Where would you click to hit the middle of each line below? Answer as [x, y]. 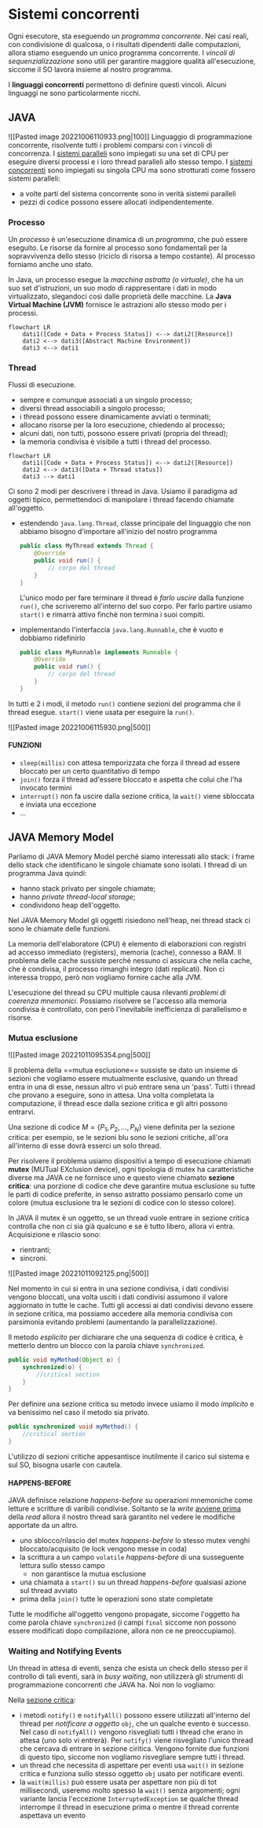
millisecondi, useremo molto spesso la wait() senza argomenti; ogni [130, 1790]
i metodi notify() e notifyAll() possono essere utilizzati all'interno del [135, 1716]
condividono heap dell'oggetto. [70, 905]
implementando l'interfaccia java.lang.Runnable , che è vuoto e [121, 629]
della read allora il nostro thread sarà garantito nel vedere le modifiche [122, 1517]
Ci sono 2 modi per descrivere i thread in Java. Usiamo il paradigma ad [123, 491]
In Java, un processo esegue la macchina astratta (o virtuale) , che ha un [126, 280]
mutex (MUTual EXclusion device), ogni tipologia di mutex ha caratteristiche [131, 1169]
